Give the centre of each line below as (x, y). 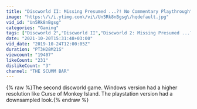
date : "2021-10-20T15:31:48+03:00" (50, 38)
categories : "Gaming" (33, 28)
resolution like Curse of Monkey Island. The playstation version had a (89, 94)
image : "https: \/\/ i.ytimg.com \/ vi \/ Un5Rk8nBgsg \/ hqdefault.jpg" (87, 17)
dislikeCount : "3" (28, 66)
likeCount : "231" (27, 60)
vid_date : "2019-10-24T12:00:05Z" (48, 44)
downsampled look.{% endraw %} (47, 100)
